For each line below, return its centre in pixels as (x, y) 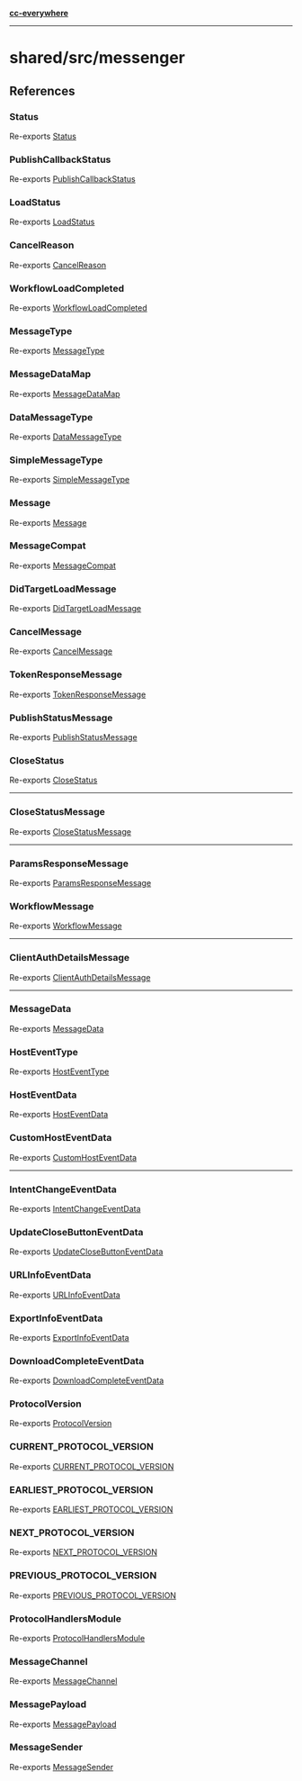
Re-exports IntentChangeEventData (75, 1209)
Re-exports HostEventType (59, 1071)
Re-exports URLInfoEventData (65, 1295)
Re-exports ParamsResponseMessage (80, 882)
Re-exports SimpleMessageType (70, 480)
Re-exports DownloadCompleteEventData (87, 1380)
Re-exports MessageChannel (63, 1681)
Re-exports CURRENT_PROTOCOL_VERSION (92, 1466)
